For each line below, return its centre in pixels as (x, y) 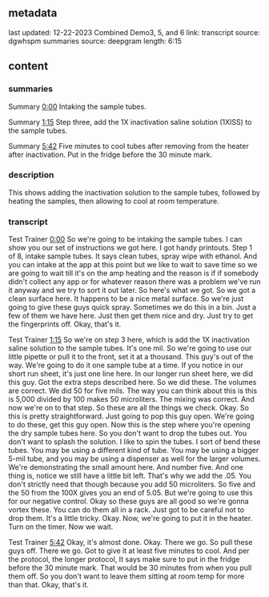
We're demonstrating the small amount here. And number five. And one (126, 467)
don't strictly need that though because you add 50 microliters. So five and (132, 484)
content (28, 66)
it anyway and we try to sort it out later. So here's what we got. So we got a (132, 290)
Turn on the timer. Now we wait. (61, 527)
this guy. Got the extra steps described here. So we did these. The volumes (132, 383)
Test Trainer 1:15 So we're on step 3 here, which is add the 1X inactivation (129, 340)
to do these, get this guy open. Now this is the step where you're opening (129, 425)
